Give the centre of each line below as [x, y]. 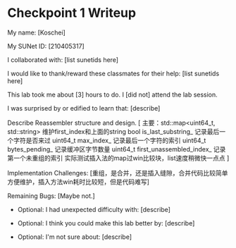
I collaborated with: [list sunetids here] [63, 60]
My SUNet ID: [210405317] [46, 46]
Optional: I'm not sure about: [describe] [75, 237]
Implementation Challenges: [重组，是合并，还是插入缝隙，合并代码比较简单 [118, 173]
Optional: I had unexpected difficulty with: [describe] [94, 209]
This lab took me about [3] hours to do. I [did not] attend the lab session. [113, 94]
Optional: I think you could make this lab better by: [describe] [106, 223]
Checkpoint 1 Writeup [72, 13]
